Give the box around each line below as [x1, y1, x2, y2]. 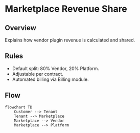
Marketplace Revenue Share [5, 3, 127, 15]
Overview [5, 24, 37, 32]
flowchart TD [5, 104, 33, 110]
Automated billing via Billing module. [12, 76, 89, 82]
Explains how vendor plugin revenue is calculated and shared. [5, 37, 135, 43]
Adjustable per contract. [12, 71, 63, 77]
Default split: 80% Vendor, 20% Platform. [12, 65, 99, 72]
